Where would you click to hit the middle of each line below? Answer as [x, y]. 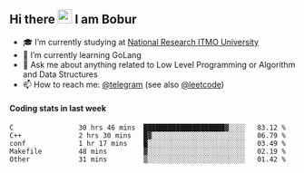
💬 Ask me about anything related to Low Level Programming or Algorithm [159, 64]
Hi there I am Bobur [74, 19]
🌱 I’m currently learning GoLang [82, 54]
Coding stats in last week [58, 109]
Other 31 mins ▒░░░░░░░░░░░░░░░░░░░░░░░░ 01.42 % [147, 159]
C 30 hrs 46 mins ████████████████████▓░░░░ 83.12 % [147, 128]
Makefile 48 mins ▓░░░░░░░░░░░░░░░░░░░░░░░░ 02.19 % [147, 152]
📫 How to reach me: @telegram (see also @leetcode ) [123, 84]
